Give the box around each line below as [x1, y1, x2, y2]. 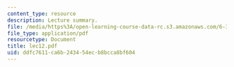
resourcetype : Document [7, 36, 77, 43]
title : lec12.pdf [7, 43, 58, 50]
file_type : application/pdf [7, 29, 89, 37]
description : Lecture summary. [7, 17, 98, 24]
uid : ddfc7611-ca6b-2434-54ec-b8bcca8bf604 [7, 50, 136, 57]
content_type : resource [7, 10, 77, 17]
